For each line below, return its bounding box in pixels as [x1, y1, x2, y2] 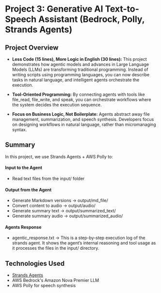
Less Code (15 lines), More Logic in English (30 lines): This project [12, 56, 147, 62]
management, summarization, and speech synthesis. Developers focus [12, 117, 154, 122]
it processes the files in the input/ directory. [12, 245, 99, 251]
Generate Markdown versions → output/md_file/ [12, 198, 108, 204]
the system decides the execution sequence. [12, 102, 102, 107]
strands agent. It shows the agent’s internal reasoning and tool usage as [12, 240, 156, 246]
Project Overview [5, 43, 59, 52]
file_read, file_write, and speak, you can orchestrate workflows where [12, 97, 151, 103]
